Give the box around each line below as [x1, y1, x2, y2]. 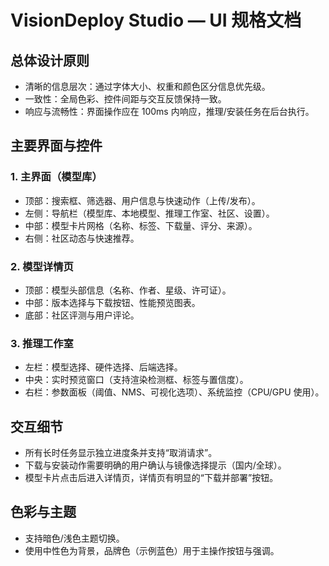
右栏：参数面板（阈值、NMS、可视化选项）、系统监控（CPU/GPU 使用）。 [24, 386, 325, 398]
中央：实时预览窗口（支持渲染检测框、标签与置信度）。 [24, 374, 249, 386]
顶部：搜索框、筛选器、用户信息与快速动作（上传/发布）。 [24, 194, 261, 206]
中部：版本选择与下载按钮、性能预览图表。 [24, 296, 201, 308]
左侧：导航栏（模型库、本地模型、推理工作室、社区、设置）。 [24, 207, 275, 219]
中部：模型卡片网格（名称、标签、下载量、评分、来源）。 [24, 219, 258, 231]
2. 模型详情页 [10, 259, 74, 273]
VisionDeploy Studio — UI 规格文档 [10, 9, 302, 32]
